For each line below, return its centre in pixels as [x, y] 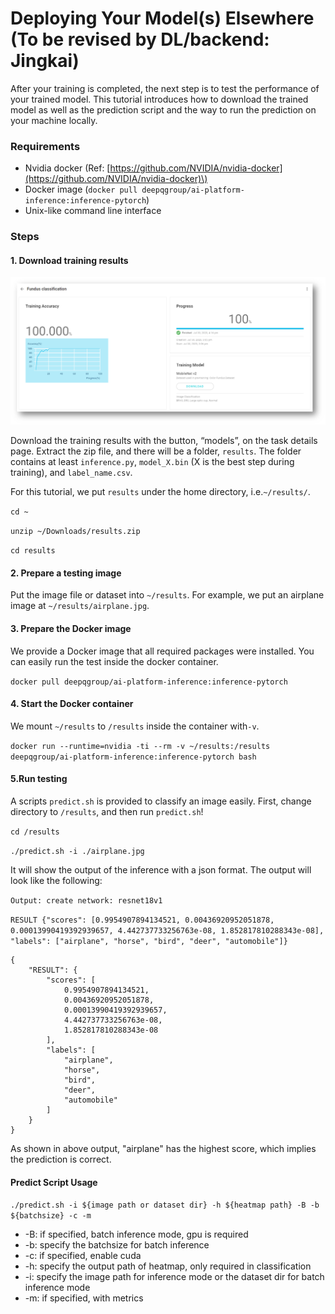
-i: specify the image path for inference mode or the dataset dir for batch [174, 1277]
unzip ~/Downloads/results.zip [75, 532]
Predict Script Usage [54, 1182]
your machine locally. [54, 120]
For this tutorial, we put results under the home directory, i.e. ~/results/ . [160, 492]
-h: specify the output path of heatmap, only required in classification [168, 1266]
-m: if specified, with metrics [84, 1298]
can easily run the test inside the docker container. [114, 661]
